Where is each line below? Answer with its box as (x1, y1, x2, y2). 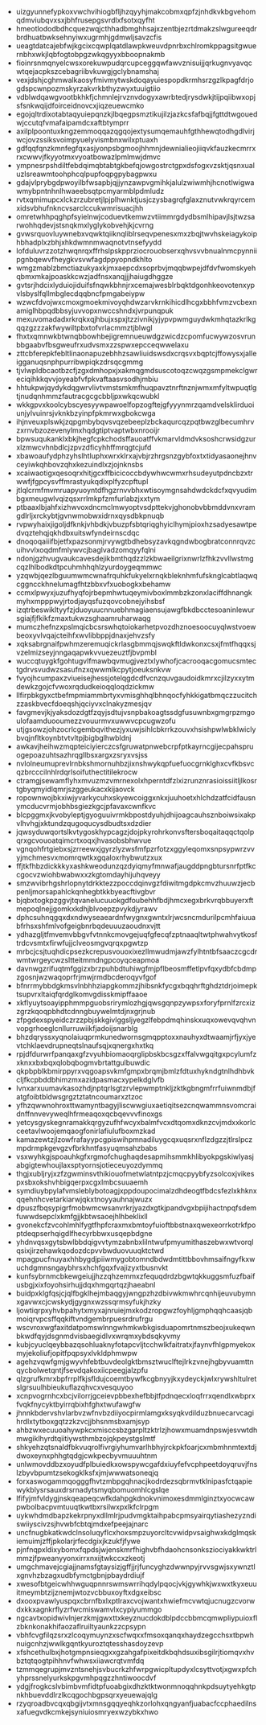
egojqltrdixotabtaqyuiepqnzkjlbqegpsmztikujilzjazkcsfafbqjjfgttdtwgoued (15, 109, 258, 119)
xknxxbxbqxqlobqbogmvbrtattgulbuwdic (15, 1058, 150, 1067)
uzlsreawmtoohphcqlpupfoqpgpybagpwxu (15, 169, 158, 179)
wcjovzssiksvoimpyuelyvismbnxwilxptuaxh (15, 135, 158, 144)
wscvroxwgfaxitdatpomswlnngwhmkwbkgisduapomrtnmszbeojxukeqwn (15, 1323, 256, 1332)
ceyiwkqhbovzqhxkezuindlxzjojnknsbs (15, 460, 144, 469)
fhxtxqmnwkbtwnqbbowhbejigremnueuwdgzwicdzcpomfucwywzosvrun (15, 331, 256, 341)
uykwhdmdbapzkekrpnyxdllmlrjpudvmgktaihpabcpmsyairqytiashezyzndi (15, 1511, 257, 1520)
